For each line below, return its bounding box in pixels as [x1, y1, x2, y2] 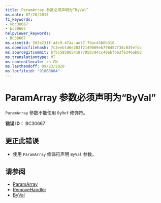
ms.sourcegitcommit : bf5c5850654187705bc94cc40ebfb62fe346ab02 [5, 50, 142, 55]
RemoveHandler [12, 186, 47, 192]
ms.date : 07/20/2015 [5, 12, 49, 17]
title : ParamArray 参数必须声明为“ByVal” [5, 7, 89, 13]
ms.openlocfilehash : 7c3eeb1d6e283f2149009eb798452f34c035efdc [5, 45, 142, 50]
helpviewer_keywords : [5, 31, 51, 36]
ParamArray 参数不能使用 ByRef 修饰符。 [5, 109, 88, 115]
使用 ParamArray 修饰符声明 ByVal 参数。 [12, 151, 96, 157]
